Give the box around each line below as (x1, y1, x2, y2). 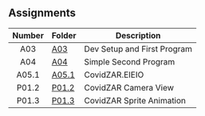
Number (12, 29, 44, 41)
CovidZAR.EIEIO (84, 69, 144, 80)
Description (115, 29, 161, 41)
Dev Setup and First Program (84, 43, 193, 54)
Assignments (8, 6, 77, 20)
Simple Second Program (84, 56, 175, 67)
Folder (51, 29, 77, 41)
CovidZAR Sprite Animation (84, 95, 186, 106)
